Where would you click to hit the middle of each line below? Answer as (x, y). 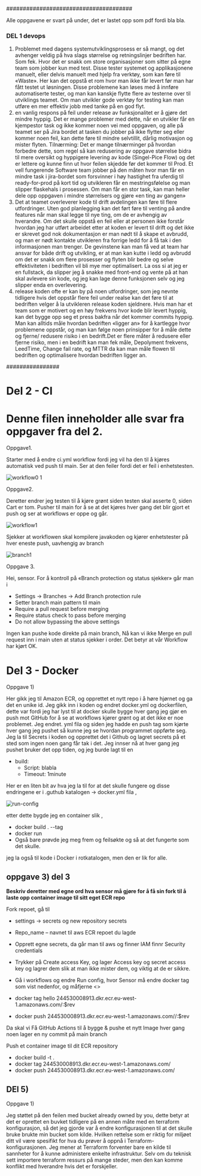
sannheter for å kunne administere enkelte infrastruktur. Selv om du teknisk (99, 1153)
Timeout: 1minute (45, 774)
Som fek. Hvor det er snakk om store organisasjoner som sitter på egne (103, 62)
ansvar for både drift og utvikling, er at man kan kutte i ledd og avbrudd (103, 253)
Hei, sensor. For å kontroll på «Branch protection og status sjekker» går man (100, 578)
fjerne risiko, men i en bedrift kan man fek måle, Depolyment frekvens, (101, 342)
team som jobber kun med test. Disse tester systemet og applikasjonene (104, 68)
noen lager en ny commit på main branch (57, 1034)
